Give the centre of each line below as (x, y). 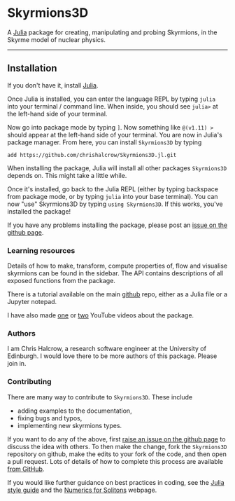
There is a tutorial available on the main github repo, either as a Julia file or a (117, 294)
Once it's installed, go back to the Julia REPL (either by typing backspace (113, 189)
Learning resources (41, 250)
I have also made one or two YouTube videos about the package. (101, 315)
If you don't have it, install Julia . (53, 85)
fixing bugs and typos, (50, 418)
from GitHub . (26, 469)
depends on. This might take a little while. (67, 175)
